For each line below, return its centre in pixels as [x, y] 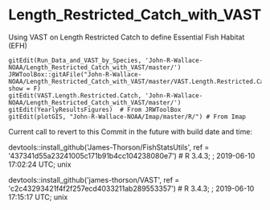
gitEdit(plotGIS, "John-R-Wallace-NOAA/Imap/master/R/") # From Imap [127, 117]
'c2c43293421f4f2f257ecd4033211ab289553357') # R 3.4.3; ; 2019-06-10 [131, 188]
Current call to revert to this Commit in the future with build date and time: [131, 131]
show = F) [25, 89]
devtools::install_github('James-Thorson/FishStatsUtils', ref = [109, 147]
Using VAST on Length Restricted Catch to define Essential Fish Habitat [127, 37]
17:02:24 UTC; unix [40, 164]
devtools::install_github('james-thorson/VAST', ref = [94, 179]
